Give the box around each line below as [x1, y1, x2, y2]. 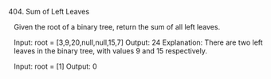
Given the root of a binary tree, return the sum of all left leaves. [14, 22, 221, 31]
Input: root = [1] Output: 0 [14, 61, 97, 71]
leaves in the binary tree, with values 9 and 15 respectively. [14, 46, 207, 55]
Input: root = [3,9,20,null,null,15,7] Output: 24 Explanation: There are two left [14, 38, 263, 47]
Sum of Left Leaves [25, 7, 90, 16]
